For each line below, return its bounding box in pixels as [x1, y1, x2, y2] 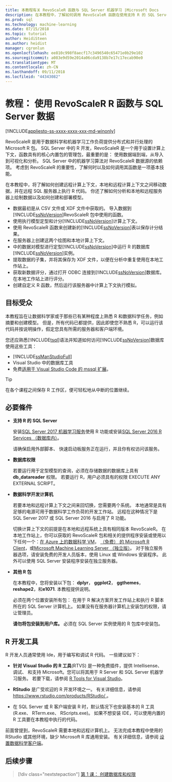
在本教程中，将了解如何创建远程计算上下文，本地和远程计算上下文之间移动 [5, 181, 162, 188]
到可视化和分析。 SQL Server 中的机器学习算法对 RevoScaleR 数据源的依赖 [5, 157, 163, 164]
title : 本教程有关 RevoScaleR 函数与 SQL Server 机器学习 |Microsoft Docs [5, 7, 159, 13]
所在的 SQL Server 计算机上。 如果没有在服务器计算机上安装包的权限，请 [12, 603, 166, 610]
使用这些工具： [5, 343, 37, 349]
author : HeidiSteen [5, 36, 47, 42]
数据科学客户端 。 [9, 740, 46, 746]
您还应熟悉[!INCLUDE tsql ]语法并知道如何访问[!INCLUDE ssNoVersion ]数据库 [5, 337, 164, 343]
